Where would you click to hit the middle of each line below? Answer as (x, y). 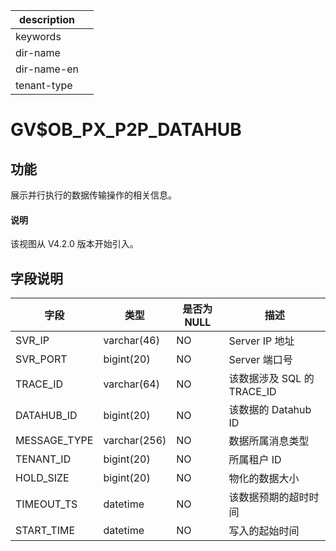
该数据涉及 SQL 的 (271, 379)
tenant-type (44, 85)
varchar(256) (135, 441)
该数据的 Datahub (270, 410)
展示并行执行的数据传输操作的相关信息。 (93, 195)
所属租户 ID (255, 460)
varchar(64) (131, 384)
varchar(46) (131, 341)
